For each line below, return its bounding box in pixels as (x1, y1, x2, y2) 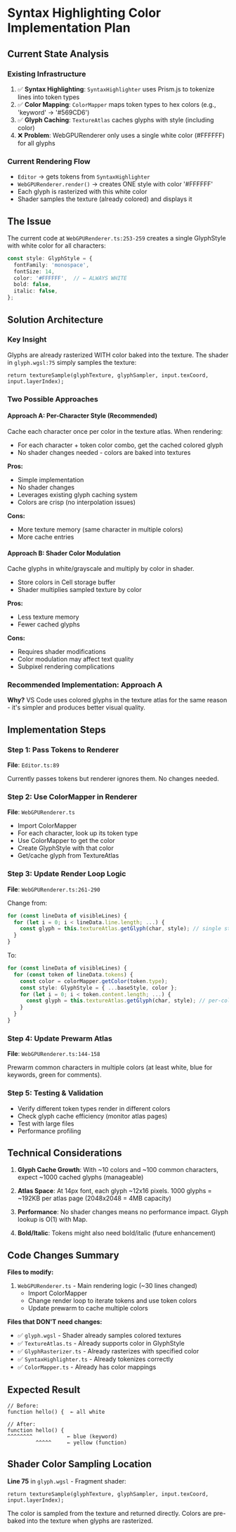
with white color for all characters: (7, 241, 107, 250)
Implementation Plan (7, 20, 131, 36)
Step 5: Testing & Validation (7, 1088, 104, 1098)
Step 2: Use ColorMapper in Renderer (7, 792, 138, 802)
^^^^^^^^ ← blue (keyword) (7, 1433, 118, 1440)
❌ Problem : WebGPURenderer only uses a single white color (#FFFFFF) (17, 131, 225, 139)
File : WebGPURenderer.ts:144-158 (7, 1050, 100, 1058)
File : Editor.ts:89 (7, 761, 60, 769)
